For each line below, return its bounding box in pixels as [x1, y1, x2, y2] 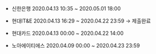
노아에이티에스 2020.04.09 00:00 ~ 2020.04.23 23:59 [11, 42, 140, 49]
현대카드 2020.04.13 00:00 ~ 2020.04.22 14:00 [11, 30, 124, 37]
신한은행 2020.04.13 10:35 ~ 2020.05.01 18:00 [11, 5, 121, 12]
